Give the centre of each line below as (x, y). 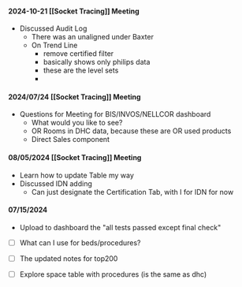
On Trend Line (54, 45)
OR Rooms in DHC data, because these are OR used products (131, 131)
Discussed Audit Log (53, 28)
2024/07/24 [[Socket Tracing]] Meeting (74, 97)
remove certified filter (78, 54)
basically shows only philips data (97, 62)
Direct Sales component (71, 140)
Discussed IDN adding (56, 183)
